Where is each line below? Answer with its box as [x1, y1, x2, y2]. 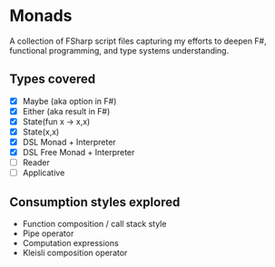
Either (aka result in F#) [22, 105, 111, 116]
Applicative [22, 167, 65, 178]
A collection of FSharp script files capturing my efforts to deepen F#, [9, 35, 268, 46]
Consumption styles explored [9, 194, 181, 210]
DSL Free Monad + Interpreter [22, 147, 135, 158]
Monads [9, 5, 73, 26]
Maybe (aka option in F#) [22, 95, 117, 106]
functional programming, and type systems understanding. [9, 44, 230, 55]
